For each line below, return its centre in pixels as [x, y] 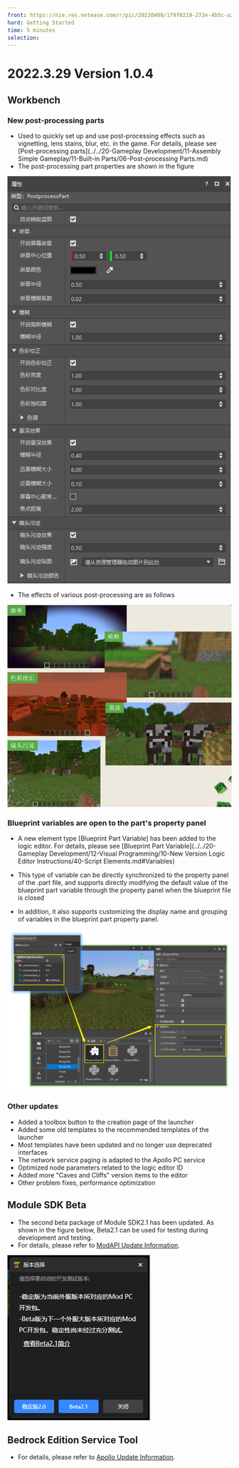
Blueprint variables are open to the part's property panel [107, 823]
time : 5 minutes [31, 30]
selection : [23, 38]
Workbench [34, 100]
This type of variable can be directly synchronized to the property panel [123, 875]
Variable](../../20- [191, 846]
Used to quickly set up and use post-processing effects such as [111, 136]
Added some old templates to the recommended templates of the [113, 1129]
